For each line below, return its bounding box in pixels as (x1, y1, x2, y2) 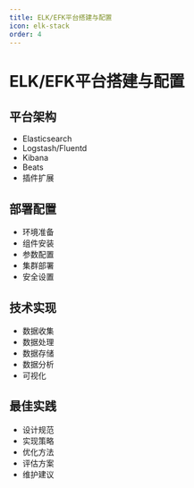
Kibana (21, 153, 49, 164)
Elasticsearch (21, 133, 72, 144)
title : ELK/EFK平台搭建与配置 (9, 13, 113, 22)
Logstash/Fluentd (21, 143, 88, 154)
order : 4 (9, 29, 42, 38)
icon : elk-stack (9, 21, 70, 30)
